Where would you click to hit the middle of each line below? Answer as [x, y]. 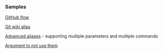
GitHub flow [17, 18]
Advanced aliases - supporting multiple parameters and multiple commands [81, 36]
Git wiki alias [18, 27]
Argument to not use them [31, 46]
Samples [16, 7]
